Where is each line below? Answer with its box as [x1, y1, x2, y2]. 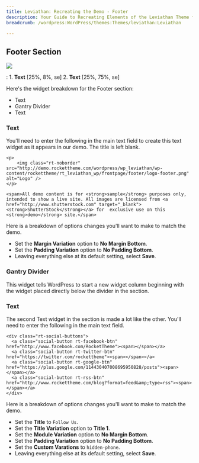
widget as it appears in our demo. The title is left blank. [6, 143, 140, 151]
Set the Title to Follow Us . [14, 419, 79, 426]
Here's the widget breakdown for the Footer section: [6, 85, 134, 92]
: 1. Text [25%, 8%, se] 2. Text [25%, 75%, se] [6, 73, 120, 81]
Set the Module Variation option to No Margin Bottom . [14, 431, 149, 438]
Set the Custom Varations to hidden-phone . [14, 443, 120, 451]
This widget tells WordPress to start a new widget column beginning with [6, 281, 184, 288]
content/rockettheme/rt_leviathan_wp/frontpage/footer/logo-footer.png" [6, 171, 190, 176]
